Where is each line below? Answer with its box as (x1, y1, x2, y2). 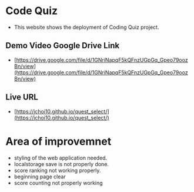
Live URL (5, 92, 39, 102)
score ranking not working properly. (14, 167, 101, 174)
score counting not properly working (14, 179, 103, 186)
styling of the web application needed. (14, 154, 108, 161)
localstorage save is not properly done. (14, 160, 109, 167)
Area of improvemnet (5, 134, 112, 148)
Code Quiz (5, 4, 58, 18)
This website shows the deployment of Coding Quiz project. (14, 24, 159, 31)
